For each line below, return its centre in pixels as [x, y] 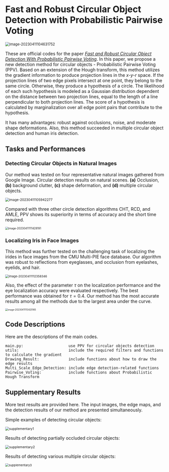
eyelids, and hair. [23, 267]
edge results [19, 363]
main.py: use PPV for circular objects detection [80, 346]
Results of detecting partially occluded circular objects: [63, 438]
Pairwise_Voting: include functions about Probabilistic [79, 372]
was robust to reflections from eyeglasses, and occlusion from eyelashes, [82, 262]
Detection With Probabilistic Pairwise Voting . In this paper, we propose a [80, 59]
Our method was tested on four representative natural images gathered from [85, 174]
